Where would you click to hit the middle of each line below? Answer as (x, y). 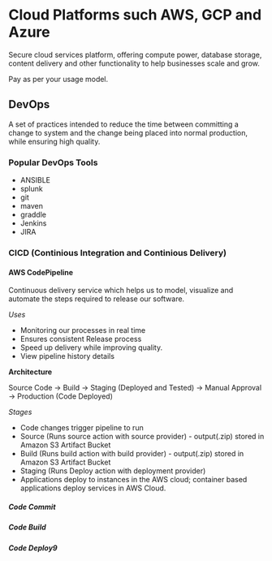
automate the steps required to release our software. (97, 299)
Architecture (30, 372)
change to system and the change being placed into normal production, (128, 132)
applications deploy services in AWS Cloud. (93, 488)
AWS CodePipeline (41, 272)
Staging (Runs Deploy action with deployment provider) (113, 471)
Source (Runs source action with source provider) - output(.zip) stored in (142, 437)
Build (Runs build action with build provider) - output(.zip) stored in (132, 454)
